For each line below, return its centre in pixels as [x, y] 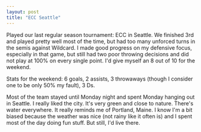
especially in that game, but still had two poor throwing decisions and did [98, 54]
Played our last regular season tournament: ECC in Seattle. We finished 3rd [100, 35]
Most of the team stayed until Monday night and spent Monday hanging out [101, 97]
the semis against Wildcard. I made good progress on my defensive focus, [99, 48]
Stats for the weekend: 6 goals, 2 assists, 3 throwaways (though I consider [100, 79]
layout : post [23, 12]
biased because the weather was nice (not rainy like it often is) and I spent [99, 116]
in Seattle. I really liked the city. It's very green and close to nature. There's [100, 103]
